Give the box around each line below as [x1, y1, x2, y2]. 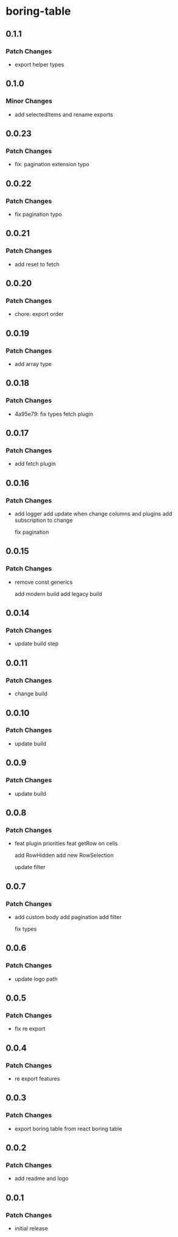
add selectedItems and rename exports [14, 111, 113, 118]
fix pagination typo [14, 210, 62, 218]
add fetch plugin [14, 460, 56, 468]
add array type [14, 361, 52, 367]
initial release [14, 1225, 48, 1232]
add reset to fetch [14, 260, 60, 268]
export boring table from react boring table [14, 1125, 123, 1132]
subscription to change [14, 516, 73, 524]
